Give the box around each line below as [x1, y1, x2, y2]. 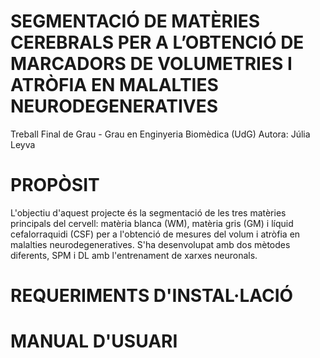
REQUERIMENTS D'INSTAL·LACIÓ [10, 285, 294, 307]
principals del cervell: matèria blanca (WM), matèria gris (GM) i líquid [10, 217, 294, 229]
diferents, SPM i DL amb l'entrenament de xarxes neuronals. [10, 249, 258, 261]
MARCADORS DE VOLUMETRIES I [10, 53, 293, 75]
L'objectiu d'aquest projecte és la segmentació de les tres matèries [10, 206, 287, 219]
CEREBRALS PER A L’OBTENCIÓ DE [10, 31, 305, 54]
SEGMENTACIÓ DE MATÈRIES [10, 10, 261, 33]
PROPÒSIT [10, 174, 100, 197]
